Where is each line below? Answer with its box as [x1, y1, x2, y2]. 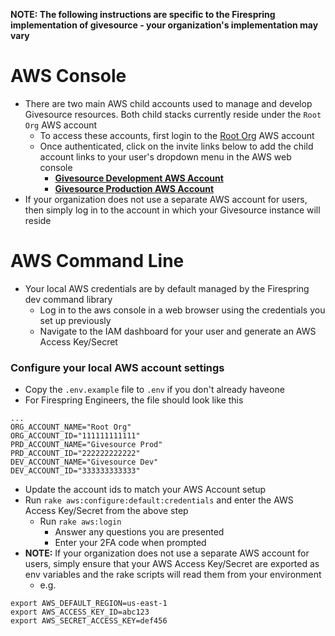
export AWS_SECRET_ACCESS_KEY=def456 [10, 616, 168, 626]
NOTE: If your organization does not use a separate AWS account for [24, 547, 310, 559]
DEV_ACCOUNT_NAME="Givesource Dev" [10, 457, 159, 468]
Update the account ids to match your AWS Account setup [24, 484, 267, 496]
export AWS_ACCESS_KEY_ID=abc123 [10, 607, 150, 618]
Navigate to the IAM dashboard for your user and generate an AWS [39, 325, 317, 337]
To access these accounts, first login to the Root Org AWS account [39, 129, 315, 141]
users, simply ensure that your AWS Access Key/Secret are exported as [24, 558, 320, 570]
